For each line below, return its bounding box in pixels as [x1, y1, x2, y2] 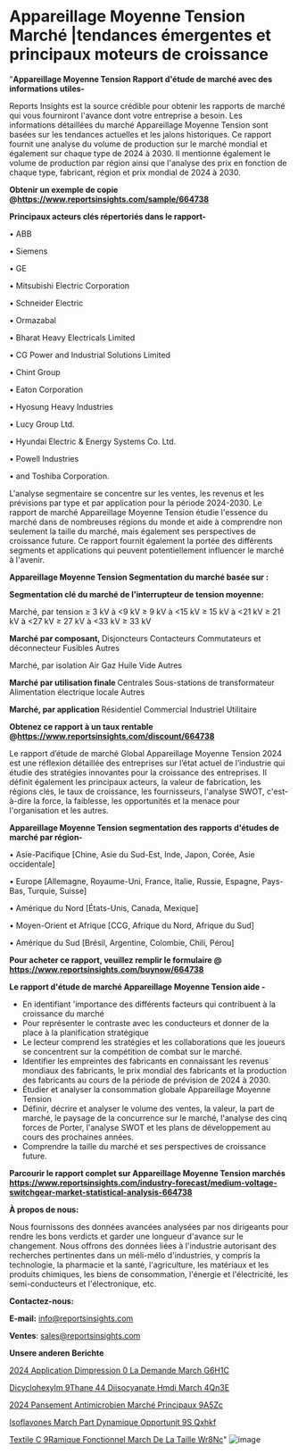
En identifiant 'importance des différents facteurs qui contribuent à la [21, 999, 277, 1009]
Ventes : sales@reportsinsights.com [9, 1330, 141, 1341]
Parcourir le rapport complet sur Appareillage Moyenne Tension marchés [9, 1167, 286, 1178]
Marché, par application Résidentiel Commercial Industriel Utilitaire [9, 704, 257, 714]
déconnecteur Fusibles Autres [9, 642, 120, 653]
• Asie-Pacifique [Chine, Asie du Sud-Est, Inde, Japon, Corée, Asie [9, 848, 256, 859]
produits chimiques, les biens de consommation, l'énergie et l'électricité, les [9, 1268, 288, 1279]
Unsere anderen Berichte [9, 1347, 104, 1358]
